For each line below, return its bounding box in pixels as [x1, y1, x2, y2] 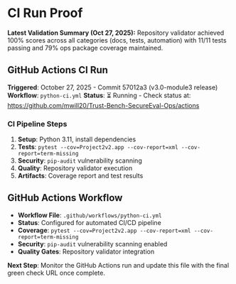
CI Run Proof [7, 5, 83, 21]
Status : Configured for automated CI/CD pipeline [17, 218, 161, 226]
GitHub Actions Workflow [7, 192, 123, 204]
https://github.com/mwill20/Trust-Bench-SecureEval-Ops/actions [7, 101, 200, 109]
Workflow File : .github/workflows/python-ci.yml [17, 211, 162, 219]
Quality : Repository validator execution [17, 164, 133, 173]
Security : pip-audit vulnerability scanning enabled [17, 239, 168, 248]
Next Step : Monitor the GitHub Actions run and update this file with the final [7, 261, 230, 269]
